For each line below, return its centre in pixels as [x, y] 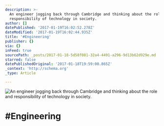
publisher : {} [20, 42]
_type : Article [20, 73]
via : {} [13, 46]
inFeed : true [18, 50]
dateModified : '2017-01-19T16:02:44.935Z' [49, 32]
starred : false [20, 60]
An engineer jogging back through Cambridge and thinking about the [81, 14]
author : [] [16, 23]
